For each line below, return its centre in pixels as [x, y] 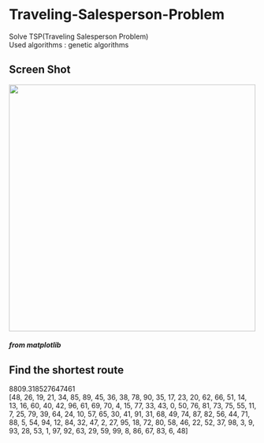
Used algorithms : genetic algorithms [69, 44]
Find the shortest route [67, 370]
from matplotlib [35, 345]
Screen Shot [40, 70]
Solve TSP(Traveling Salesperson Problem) [79, 36]
